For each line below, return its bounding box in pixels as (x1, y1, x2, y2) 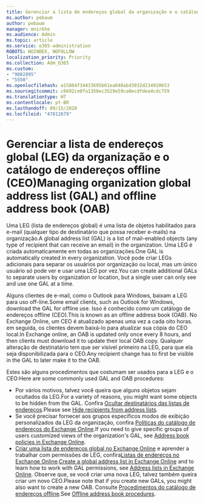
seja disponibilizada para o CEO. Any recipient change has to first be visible (6, 350, 194, 357)
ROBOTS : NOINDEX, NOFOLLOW (6, 49, 75, 55)
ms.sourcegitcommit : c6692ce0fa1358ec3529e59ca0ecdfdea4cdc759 (6, 88, 170, 94)
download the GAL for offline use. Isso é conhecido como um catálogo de (6, 305, 191, 312)
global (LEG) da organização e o (6, 150, 170, 164)
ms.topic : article (6, 37, 53, 43)
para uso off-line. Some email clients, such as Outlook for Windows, (6, 298, 175, 306)
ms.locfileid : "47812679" (6, 111, 72, 117)
